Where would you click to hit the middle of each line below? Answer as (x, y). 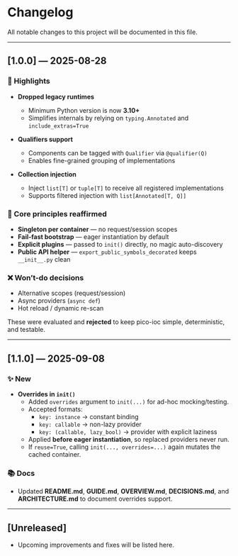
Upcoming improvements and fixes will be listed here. (96, 545)
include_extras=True (58, 126)
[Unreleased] (37, 528)
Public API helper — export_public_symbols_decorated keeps (107, 252)
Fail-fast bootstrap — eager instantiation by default (93, 237)
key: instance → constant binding (89, 416)
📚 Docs (21, 473)
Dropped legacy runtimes (56, 96)
